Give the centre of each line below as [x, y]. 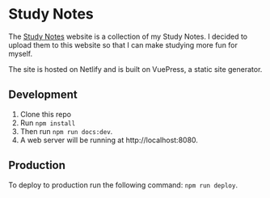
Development [43, 95]
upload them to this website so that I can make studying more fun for [123, 44]
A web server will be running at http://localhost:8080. [109, 140]
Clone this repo [45, 114]
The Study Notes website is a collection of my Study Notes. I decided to [128, 36]
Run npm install [48, 123]
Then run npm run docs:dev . [66, 131]
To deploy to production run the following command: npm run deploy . [123, 185]
